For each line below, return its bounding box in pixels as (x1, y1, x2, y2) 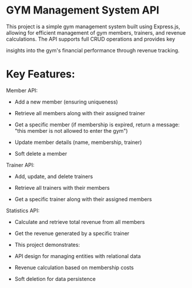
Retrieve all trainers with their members (14, 184, 110, 191)
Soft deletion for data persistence (14, 275, 96, 282)
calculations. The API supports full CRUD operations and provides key (6, 35, 176, 42)
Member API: (6, 86, 38, 94)
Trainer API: (6, 161, 35, 168)
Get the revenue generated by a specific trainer (14, 230, 130, 237)
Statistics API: (6, 207, 40, 214)
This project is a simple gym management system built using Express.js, (6, 23, 180, 30)
